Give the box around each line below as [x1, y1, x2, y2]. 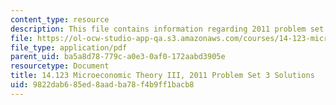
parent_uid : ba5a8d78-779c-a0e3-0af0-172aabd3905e [10, 52, 226, 62]
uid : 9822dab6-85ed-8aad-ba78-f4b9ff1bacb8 [10, 80, 195, 90]
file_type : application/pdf [10, 42, 128, 53]
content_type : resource [10, 14, 110, 25]
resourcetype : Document [10, 61, 110, 71]
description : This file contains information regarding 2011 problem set [10, 24, 325, 34]
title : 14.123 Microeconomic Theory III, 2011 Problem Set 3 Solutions [10, 71, 315, 81]
